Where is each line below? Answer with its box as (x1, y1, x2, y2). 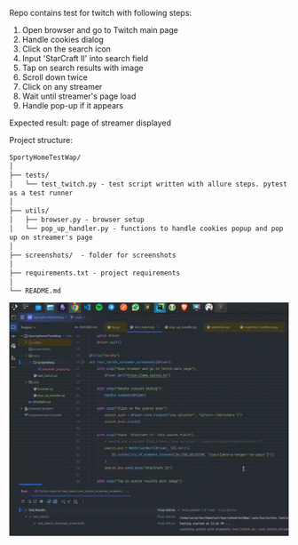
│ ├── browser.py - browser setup (9, 215, 145, 224)
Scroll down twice (21, 72, 89, 83)
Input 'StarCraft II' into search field (21, 53, 149, 63)
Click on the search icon (21, 44, 111, 54)
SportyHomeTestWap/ (9, 153, 82, 162)
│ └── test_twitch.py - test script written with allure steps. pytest (9, 180, 288, 188)
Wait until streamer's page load (21, 91, 137, 101)
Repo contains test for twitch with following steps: (9, 8, 192, 18)
